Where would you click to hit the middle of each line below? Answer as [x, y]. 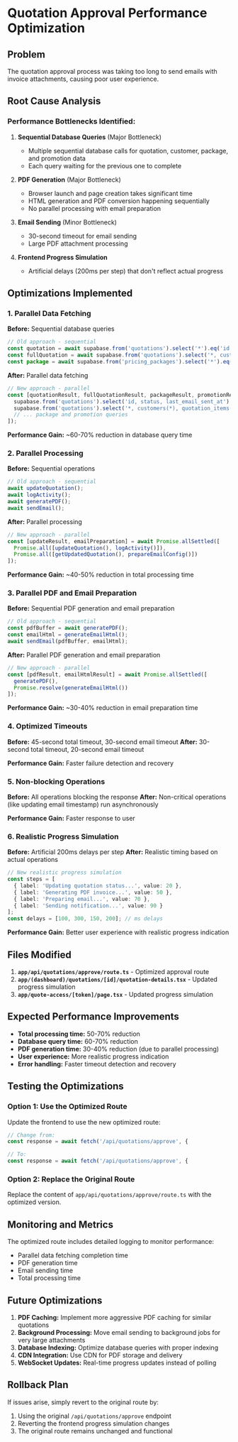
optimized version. [34, 1202]
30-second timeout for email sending [82, 236]
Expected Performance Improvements [93, 1017]
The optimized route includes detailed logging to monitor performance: [111, 1242]
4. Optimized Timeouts [47, 726]
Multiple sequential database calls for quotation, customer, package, [128, 151]
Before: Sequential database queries [61, 329]
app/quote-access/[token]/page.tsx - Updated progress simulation [115, 995]
